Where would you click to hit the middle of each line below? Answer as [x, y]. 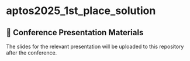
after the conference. [32, 53]
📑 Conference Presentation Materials [75, 33]
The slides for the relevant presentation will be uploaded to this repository [95, 46]
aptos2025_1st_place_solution [81, 11]
